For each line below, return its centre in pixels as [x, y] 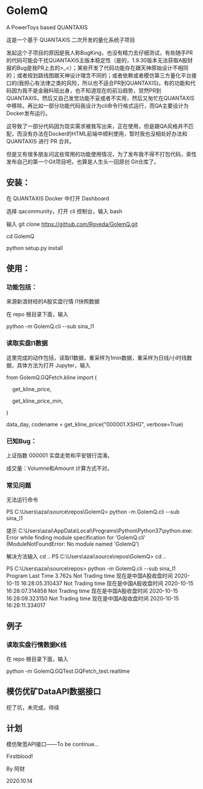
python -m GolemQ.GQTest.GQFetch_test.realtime [68, 671]
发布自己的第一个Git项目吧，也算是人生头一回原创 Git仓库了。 [83, 162]
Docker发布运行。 [29, 113]
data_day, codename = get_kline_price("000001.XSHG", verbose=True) [95, 424]
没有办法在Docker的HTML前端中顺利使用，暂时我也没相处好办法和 [105, 133]
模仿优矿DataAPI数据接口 [54, 692]
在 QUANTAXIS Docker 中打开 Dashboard [58, 198]
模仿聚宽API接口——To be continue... [53, 744]
